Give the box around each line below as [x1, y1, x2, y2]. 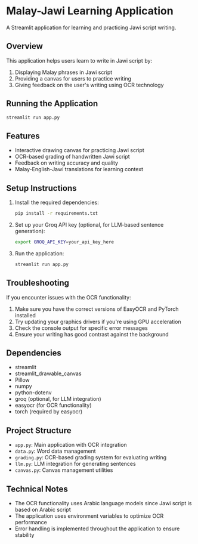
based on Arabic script [14, 506, 72, 513]
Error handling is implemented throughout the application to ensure [14, 525, 180, 532]
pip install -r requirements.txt [14, 211, 98, 217]
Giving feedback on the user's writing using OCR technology [14, 81, 164, 88]
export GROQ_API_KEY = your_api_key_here [14, 239, 115, 245]
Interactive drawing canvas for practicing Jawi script [14, 147, 144, 154]
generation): [14, 227, 45, 234]
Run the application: [14, 249, 64, 257]
